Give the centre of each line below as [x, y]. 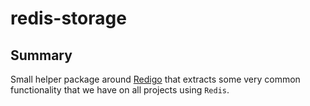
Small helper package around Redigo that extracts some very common [155, 79]
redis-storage [68, 18]
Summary [41, 55]
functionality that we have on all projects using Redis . [120, 90]
